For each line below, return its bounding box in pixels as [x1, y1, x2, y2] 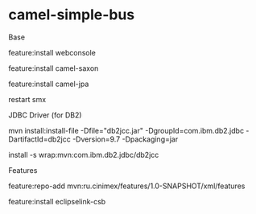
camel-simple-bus [8, 6, 135, 24]
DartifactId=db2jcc [8, 134, 71, 144]
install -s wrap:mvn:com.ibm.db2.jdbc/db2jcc [8, 150, 159, 159]
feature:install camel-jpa [8, 79, 89, 88]
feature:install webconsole [8, 47, 97, 57]
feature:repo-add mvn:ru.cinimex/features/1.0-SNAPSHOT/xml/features [8, 181, 246, 191]
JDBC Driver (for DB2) [8, 110, 82, 120]
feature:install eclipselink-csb [8, 196, 106, 206]
